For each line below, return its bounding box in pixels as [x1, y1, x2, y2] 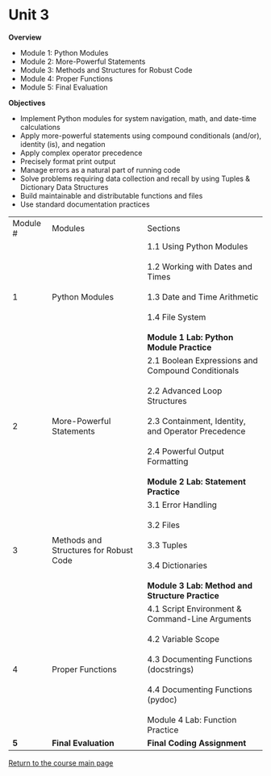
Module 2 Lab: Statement [147, 476, 246, 487]
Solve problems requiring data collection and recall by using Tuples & [19, 174, 251, 183]
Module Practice [147, 342, 212, 353]
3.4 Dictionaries [147, 560, 208, 571]
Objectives [8, 98, 46, 107]
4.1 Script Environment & [147, 603, 242, 615]
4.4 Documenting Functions [147, 684, 252, 695]
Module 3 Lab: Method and [147, 580, 252, 591]
